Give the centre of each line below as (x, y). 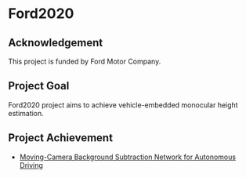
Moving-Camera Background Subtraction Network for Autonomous (128, 157)
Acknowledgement (56, 43)
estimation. (26, 113)
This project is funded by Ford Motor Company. (85, 61)
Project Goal (39, 86)
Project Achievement (61, 138)
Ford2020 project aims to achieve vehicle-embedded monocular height (123, 105)
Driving (31, 165)
